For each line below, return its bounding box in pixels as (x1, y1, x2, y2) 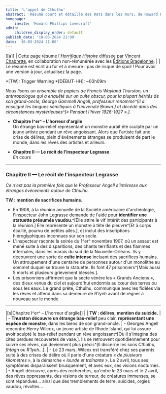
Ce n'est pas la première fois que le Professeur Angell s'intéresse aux (5, 182, 147, 188)
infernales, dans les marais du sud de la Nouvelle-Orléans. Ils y (12, 249, 141, 255)
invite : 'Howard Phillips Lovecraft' (14, 21, 92, 26)
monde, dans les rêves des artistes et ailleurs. (12, 139, 106, 145)
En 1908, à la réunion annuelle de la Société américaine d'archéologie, (12, 207, 156, 213)
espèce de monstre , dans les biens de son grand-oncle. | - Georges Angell (5, 320, 159, 326)
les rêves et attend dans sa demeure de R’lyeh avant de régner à (12, 291, 144, 297)
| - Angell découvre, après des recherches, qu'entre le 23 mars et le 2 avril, (5, 368, 159, 374)
